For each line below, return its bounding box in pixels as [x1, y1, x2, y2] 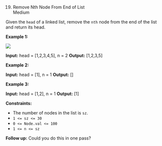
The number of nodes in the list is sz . [12, 110, 88, 115]
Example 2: [5, 62, 29, 68]
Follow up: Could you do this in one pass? [5, 135, 91, 141]
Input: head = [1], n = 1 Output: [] [5, 72, 74, 77]
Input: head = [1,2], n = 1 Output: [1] [5, 91, 80, 97]
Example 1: [5, 34, 29, 39]
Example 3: [5, 81, 29, 87]
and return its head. [5, 24, 46, 30]
